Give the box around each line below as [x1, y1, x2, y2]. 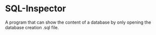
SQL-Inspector [5, 3, 66, 14]
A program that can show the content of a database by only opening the [5, 19, 152, 25]
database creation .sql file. [5, 24, 59, 30]
